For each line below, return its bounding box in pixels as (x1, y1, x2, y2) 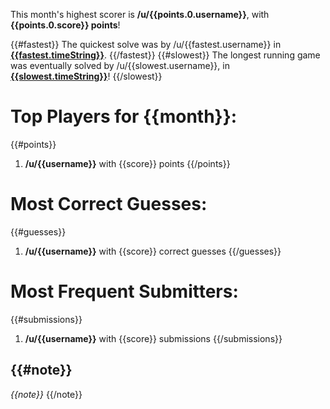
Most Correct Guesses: (10, 193, 208, 216)
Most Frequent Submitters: (10, 280, 239, 303)
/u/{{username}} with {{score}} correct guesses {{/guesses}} (24, 245, 282, 257)
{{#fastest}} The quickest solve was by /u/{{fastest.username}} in (10, 39, 282, 50)
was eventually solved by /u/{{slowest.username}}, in (10, 60, 230, 71)
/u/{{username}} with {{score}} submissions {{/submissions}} (24, 332, 283, 344)
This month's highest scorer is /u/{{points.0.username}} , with (10, 9, 270, 20)
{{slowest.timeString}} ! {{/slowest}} (10, 70, 163, 82)
